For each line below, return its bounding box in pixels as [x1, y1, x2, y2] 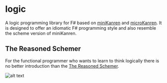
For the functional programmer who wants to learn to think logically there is [5, 58, 160, 64]
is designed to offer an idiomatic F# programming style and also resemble [5, 25, 157, 31]
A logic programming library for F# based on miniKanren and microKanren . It [5, 20, 162, 26]
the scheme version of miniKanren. [5, 30, 77, 36]
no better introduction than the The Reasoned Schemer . [5, 63, 119, 69]
